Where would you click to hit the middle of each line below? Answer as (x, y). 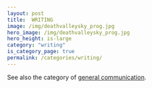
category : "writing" (37, 45)
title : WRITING (30, 20)
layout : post (26, 13)
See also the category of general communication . (77, 77)
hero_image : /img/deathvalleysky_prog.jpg (68, 32)
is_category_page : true (41, 52)
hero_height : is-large (39, 39)
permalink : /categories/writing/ (55, 58)
